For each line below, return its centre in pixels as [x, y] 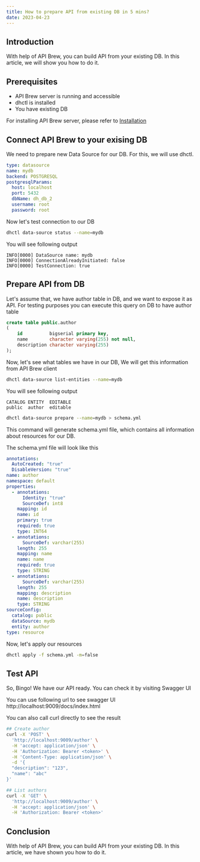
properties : [21, 486]
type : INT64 [32, 531]
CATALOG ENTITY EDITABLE [39, 402]
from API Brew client [32, 368]
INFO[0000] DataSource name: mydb [50, 255]
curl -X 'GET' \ [27, 796]
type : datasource [28, 165]
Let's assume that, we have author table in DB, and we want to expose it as [99, 298]
